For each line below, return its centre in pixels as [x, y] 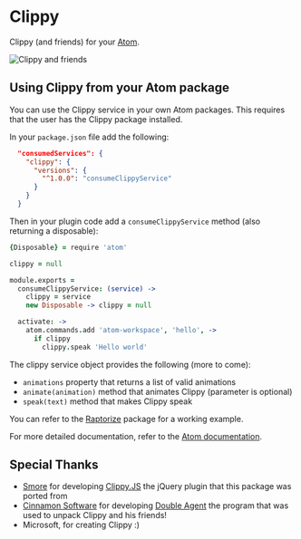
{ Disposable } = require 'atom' [68, 247]
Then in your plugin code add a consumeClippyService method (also [135, 221]
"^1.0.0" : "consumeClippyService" [107, 178]
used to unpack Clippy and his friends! [95, 515]
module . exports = [42, 280]
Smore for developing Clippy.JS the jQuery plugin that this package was [157, 486]
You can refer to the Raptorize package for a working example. [126, 419]
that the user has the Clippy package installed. [96, 119]
